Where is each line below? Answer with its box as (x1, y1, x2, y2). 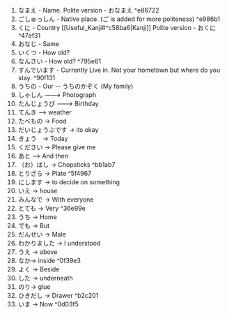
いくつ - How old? (17, 48, 70, 57)
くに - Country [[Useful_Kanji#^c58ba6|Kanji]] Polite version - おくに (17, 24, 217, 31)
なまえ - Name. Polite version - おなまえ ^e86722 (17, 6, 159, 14)
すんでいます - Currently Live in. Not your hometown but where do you (17, 66, 221, 74)
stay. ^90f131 (17, 74, 56, 82)
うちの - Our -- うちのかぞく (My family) (17, 82, 134, 90)
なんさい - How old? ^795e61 (17, 57, 102, 65)
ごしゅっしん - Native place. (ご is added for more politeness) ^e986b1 (17, 15, 220, 23)
